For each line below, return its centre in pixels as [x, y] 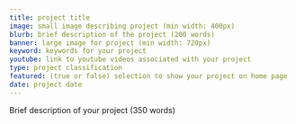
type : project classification [66, 68]
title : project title [50, 18]
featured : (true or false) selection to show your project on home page [148, 76]
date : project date [46, 84]
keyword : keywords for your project [78, 51]
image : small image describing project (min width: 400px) [122, 26]
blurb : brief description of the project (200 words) [112, 34]
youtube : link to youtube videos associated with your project [130, 59]
